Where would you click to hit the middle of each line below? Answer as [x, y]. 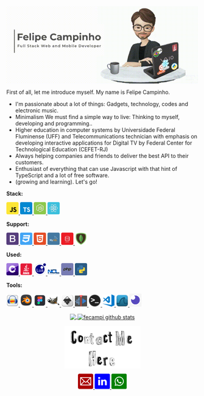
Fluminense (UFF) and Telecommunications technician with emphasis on [106, 136]
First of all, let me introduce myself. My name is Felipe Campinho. [88, 92]
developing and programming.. [54, 123]
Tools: [14, 285]
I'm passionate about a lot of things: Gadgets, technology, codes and [102, 104]
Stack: [15, 193]
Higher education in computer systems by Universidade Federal [95, 130]
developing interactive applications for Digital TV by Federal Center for [104, 143]
